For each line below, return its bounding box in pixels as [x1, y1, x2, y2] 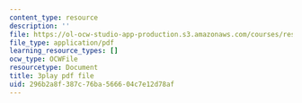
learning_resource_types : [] [9, 47, 119, 56]
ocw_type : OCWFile [9, 55, 78, 64]
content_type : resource [9, 13, 99, 22]
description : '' [9, 21, 70, 30]
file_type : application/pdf [9, 38, 115, 47]
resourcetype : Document [9, 64, 99, 73]
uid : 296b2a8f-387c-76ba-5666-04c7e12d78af [9, 80, 175, 89]
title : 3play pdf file [9, 72, 94, 81]
